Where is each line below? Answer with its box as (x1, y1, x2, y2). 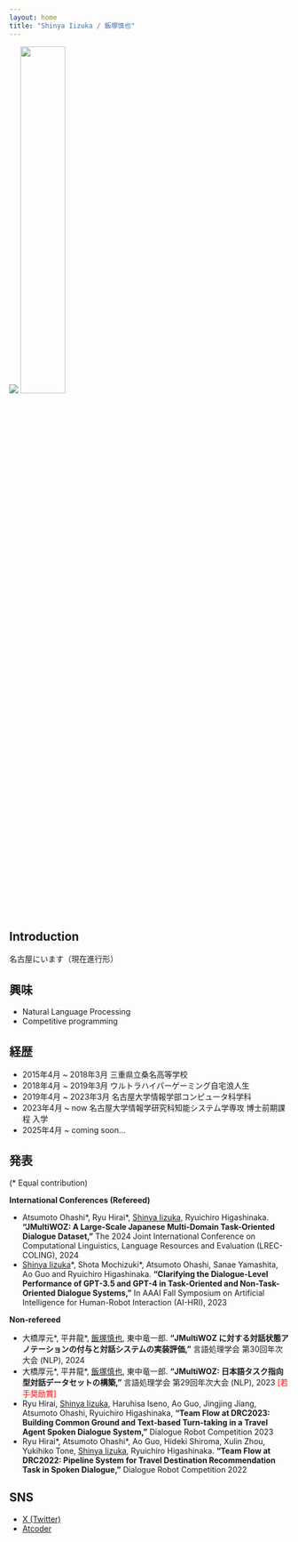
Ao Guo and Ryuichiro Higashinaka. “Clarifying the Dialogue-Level (21, 1268, 269, 1279)
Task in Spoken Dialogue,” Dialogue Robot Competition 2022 (21, 1464, 247, 1474)
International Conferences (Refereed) (9, 1194, 151, 1205)
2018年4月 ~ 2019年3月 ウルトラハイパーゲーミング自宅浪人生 (21, 1080, 250, 1090)
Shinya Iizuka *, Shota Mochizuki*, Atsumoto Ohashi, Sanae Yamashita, (21, 1259, 278, 1270)
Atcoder (21, 1522, 52, 1534)
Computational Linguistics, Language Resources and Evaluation (21, 1240, 255, 1250)
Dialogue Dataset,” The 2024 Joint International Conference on (21, 1231, 255, 1241)
